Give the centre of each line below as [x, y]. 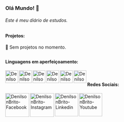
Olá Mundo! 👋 [22, 8]
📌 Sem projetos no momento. [36, 47]
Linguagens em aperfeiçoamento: [42, 62]
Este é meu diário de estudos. [36, 20]
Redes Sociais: [103, 85]
